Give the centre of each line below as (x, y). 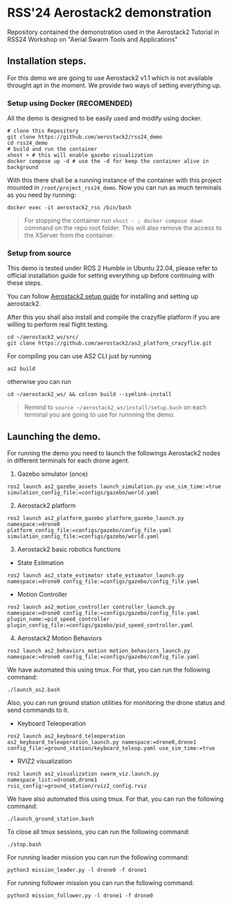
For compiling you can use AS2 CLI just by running (79, 356)
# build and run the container (52, 149)
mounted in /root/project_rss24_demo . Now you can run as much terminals (114, 188)
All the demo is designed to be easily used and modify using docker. (105, 119)
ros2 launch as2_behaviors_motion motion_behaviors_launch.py (99, 651)
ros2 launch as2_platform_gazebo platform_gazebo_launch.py (96, 519)
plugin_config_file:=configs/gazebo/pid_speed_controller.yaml (100, 625)
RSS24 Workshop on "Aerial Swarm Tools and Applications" (92, 39)
